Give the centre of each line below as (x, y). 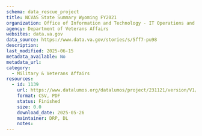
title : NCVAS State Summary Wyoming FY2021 (62, 17)
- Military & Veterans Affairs (51, 73)
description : (23, 46)
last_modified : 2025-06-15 (40, 51)
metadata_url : (24, 62)
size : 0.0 (29, 107)
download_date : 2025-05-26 (51, 113)
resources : (20, 79)
